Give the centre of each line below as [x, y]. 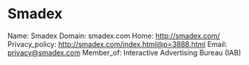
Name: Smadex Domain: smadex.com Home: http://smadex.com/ [114, 36]
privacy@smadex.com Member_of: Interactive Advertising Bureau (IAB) [124, 52]
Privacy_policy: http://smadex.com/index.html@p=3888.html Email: [117, 44]
